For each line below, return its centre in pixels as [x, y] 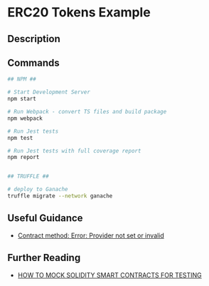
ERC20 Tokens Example [79, 12]
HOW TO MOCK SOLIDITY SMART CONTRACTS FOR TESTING [110, 275]
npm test [20, 138]
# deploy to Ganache [38, 190]
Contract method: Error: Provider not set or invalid [91, 235]
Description [34, 39]
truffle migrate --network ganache [60, 196]
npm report [23, 158]
